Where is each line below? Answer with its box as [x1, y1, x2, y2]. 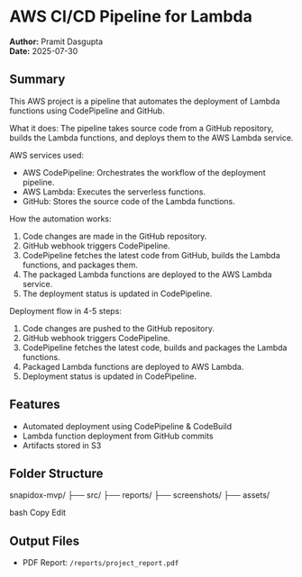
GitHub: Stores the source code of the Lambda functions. [22, 195, 236, 206]
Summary [9, 72, 66, 87]
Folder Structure [9, 465, 104, 481]
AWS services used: [9, 149, 84, 160]
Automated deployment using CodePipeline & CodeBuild [22, 420, 233, 431]
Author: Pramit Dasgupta [9, 36, 104, 47]
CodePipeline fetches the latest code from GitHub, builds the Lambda [22, 249, 281, 260]
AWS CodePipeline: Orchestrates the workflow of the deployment [22, 167, 266, 177]
